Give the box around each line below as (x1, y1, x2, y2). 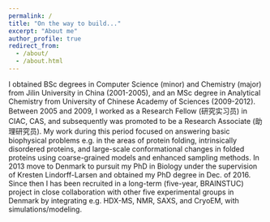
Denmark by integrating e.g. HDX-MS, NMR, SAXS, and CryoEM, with (8, 195, 239, 205)
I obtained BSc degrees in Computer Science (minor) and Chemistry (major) (8, 79, 262, 89)
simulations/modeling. (8, 204, 83, 214)
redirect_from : (8, 42, 60, 50)
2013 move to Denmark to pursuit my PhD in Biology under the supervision (8, 161, 258, 171)
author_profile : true (8, 34, 82, 43)
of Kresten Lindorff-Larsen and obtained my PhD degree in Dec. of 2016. (8, 169, 251, 179)
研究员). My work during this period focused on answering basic (15, 126, 230, 136)
